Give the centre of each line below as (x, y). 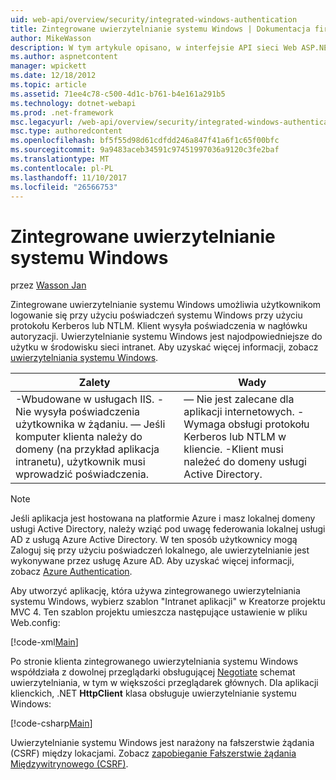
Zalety (94, 383)
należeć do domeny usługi (245, 462)
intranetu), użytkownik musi (80, 462)
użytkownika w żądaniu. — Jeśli (90, 424)
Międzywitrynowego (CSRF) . (69, 764)
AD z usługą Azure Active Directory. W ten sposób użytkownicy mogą (154, 540)
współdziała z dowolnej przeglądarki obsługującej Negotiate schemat (153, 672)
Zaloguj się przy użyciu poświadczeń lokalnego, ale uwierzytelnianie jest (160, 550)
